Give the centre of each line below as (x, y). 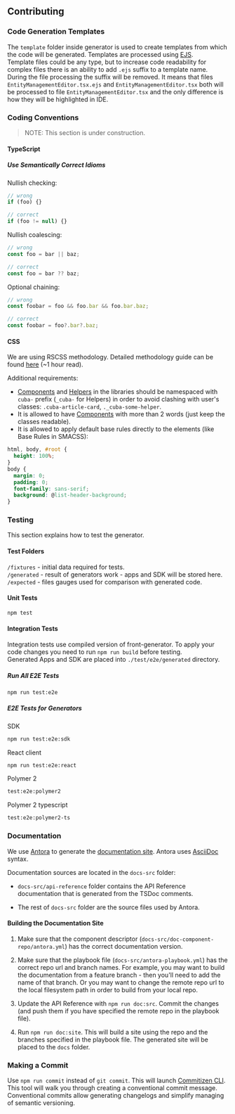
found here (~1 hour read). (45, 364)
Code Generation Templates (56, 32)
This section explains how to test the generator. (76, 535)
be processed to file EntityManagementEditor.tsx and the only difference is (115, 91)
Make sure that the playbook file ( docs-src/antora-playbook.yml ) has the (122, 960)
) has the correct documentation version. (124, 946)
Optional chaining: (34, 287)
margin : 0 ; (29, 475)
